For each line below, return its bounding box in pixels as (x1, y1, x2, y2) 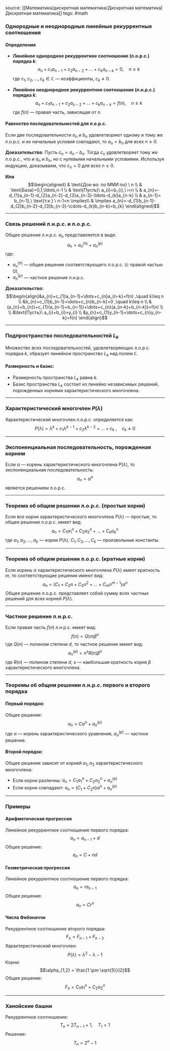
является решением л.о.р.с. (5, 485, 66, 491)
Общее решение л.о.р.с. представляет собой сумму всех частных (5, 590, 149, 597)
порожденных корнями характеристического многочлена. (12, 388, 140, 394)
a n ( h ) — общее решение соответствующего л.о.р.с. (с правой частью (12, 261, 163, 269)
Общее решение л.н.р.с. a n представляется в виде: (5, 232, 116, 239)
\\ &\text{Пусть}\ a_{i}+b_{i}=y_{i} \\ (8, 309, 82, 316)
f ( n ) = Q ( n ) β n (71, 633, 99, 640)
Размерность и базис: (5, 363, 55, 369)
